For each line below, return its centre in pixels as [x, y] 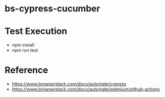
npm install [23, 45]
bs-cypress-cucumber [52, 9]
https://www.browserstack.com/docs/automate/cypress [69, 84]
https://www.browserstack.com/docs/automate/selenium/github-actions [86, 89]
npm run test [25, 50]
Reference [26, 70]
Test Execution [36, 31]
